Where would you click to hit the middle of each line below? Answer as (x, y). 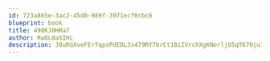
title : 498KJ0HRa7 (39, 30)
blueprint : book (35, 23)
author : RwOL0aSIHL (41, 38)
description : (30, 45)
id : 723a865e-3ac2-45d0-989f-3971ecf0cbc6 (80, 15)
